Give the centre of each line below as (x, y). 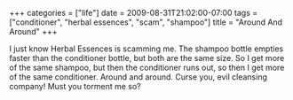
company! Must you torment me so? (75, 86)
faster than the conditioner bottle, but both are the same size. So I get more (147, 58)
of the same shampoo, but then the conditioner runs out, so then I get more (147, 67)
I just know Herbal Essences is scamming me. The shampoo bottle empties (146, 49)
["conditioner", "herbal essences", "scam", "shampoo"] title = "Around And (146, 22)
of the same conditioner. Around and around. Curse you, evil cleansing (139, 77)
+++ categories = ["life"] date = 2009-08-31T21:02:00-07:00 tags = (134, 13)
